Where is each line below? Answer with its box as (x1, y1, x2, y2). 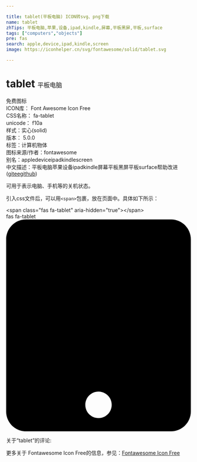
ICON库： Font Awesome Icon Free (6, 104, 91, 112)
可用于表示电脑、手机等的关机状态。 (6, 182, 94, 189)
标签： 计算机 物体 (6, 141, 47, 148)
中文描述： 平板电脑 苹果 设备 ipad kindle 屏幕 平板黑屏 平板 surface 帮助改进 (6, 163, 178, 171)
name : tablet (6, 19, 38, 25)
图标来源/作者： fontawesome (6, 148, 77, 156)
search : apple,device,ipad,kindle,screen (6, 41, 109, 47)
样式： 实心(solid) (6, 127, 47, 134)
